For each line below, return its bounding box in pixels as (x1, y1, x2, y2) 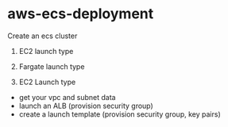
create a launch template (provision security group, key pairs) (18, 109, 221, 119)
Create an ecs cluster (7, 31, 78, 40)
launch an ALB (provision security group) (18, 101, 154, 110)
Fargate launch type (18, 61, 85, 71)
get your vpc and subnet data (18, 92, 116, 102)
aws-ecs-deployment (7, 5, 154, 23)
